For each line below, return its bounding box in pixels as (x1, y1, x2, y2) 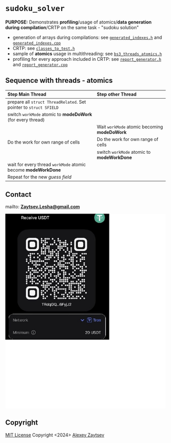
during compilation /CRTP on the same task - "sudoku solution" (5, 24, 139, 30)
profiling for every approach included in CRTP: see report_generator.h (12, 56, 161, 62)
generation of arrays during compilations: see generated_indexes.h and (12, 34, 162, 40)
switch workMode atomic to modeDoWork (7, 111, 93, 117)
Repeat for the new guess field (7, 174, 72, 180)
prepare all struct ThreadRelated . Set (7, 99, 87, 105)
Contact (5, 190, 32, 199)
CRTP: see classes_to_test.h (12, 45, 75, 51)
